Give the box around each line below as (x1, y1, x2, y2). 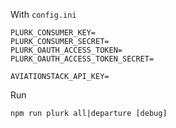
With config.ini (10, 9, 77, 20)
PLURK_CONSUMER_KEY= (10, 28, 97, 38)
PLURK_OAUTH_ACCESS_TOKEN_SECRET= (10, 54, 155, 64)
